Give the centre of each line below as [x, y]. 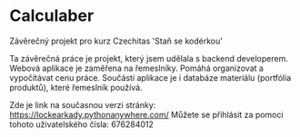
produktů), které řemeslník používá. [76, 87]
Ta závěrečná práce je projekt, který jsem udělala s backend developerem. [149, 58]
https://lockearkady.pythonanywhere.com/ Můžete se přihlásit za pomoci [146, 114]
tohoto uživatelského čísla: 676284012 [82, 124]
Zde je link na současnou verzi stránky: [83, 104]
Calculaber [52, 16]
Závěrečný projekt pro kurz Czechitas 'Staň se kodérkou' [116, 41]
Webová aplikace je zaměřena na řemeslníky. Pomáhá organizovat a [136, 68]
